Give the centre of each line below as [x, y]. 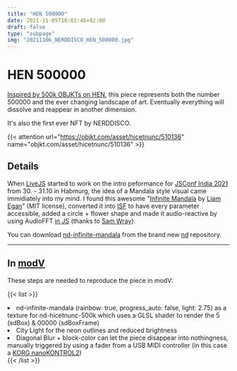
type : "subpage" [31, 34]
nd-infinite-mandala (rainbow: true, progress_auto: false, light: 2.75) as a [122, 308]
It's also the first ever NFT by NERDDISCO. [69, 123]
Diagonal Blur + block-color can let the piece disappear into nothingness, [122, 337]
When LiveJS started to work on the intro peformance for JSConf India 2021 [118, 183]
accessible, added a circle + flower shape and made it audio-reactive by [112, 213]
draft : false [26, 27]
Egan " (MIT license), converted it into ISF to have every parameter [103, 206]
